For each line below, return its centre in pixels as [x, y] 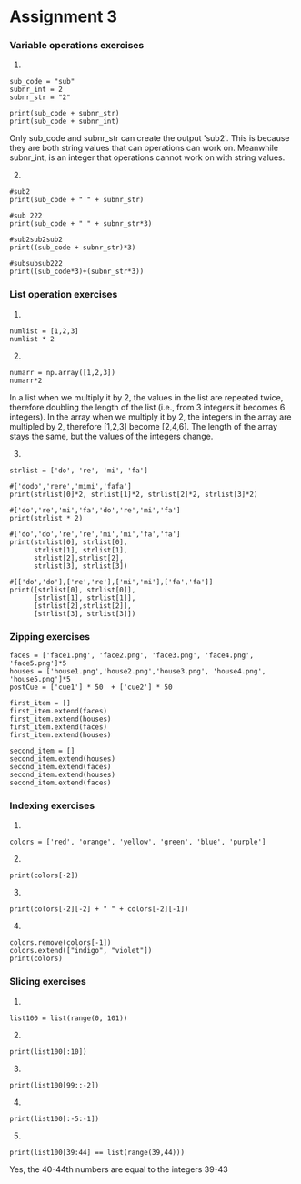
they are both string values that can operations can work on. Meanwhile [144, 148]
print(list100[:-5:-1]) [55, 1118]
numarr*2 [26, 380]
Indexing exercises [52, 805]
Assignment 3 [64, 17]
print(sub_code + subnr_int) [65, 121]
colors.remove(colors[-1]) [60, 943]
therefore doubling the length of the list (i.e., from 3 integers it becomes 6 [147, 407]
